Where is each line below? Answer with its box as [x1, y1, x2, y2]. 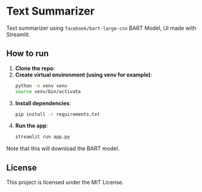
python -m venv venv [15, 83, 68, 89]
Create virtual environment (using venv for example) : [15, 71, 153, 78]
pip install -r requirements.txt [15, 111, 100, 117]
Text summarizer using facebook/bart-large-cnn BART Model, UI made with [6, 24, 197, 32]
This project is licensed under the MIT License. [6, 179, 124, 186]
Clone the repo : [15, 64, 55, 72]
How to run [6, 49, 49, 59]
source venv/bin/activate [15, 88, 81, 95]
